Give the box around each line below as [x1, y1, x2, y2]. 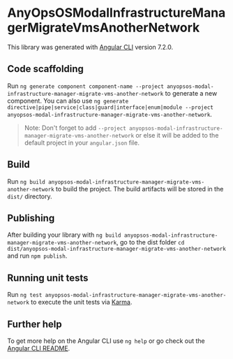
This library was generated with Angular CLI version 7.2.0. [7, 43, 173, 51]
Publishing [7, 212, 55, 224]
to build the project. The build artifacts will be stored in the [55, 184, 224, 193]
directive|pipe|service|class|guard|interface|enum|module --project [7, 103, 214, 111]
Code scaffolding [7, 63, 84, 75]
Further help [7, 318, 63, 330]
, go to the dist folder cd [116, 238, 185, 247]
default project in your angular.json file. [24, 138, 140, 147]
